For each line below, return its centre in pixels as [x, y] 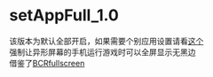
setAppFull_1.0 [64, 15]
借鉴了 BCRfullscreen [47, 63]
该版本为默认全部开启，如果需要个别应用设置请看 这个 [106, 41]
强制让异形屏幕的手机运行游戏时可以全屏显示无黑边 [103, 52]
